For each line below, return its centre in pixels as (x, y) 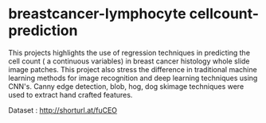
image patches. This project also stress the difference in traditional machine (133, 69)
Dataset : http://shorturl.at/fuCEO (63, 110)
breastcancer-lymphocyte (97, 14)
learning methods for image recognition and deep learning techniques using (133, 78)
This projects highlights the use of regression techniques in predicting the (129, 52)
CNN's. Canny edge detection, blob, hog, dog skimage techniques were (126, 86)
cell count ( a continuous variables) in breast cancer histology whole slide (129, 61)
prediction (43, 31)
